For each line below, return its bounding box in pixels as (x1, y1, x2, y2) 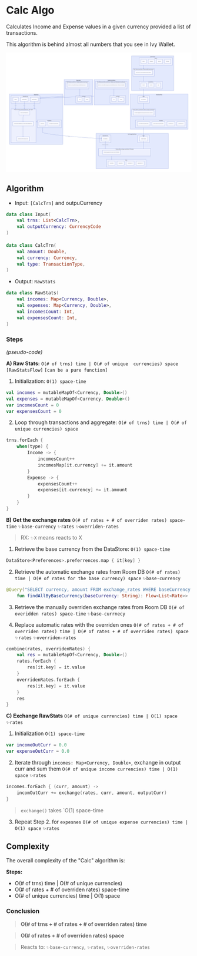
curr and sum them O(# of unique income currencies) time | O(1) (14, 765, 178, 772)
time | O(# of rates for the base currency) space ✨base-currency (14, 575, 181, 581)
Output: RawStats (14, 278, 56, 285)
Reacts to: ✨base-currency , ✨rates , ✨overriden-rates (20, 943, 150, 950)
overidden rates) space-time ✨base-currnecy (14, 611, 125, 617)
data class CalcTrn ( (6, 242, 57, 248)
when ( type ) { (16, 444, 49, 449)
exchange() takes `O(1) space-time (20, 806, 104, 813)
